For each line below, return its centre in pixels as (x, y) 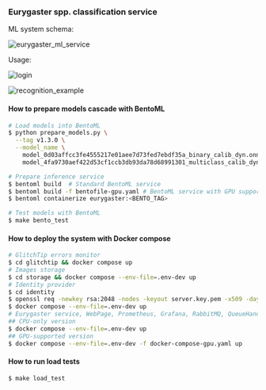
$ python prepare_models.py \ (58, 133)
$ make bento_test (38, 220)
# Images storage (37, 270)
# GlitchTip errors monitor (55, 255)
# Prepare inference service (56, 177)
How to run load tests (44, 361)
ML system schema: (41, 29)
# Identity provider (42, 285)
